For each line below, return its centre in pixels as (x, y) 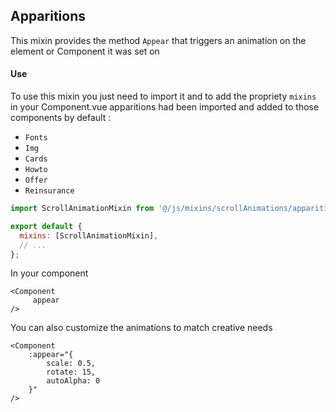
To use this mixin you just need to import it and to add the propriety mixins (163, 96)
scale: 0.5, (71, 364)
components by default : (61, 118)
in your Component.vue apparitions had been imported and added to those (165, 107)
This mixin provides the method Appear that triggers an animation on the (158, 40)
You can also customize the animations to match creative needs (141, 328)
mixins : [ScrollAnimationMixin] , (89, 235)
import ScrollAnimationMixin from (82, 209)
